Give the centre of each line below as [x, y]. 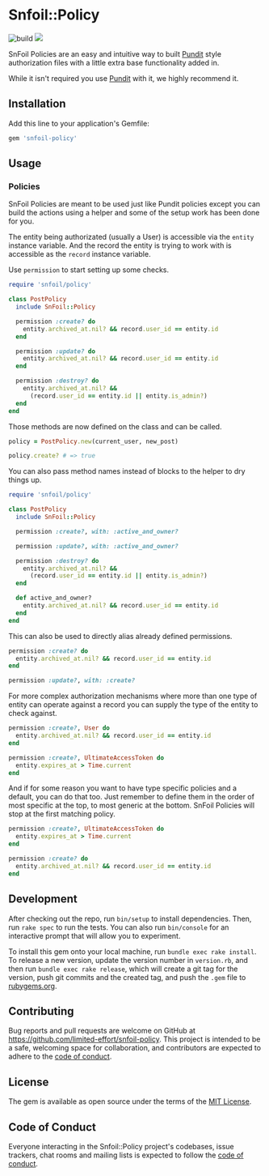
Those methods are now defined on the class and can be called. [115, 426]
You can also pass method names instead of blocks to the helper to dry [127, 471]
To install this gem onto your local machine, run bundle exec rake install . [132, 951]
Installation [37, 104]
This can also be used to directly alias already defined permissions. [120, 636]
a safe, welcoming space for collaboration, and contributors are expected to [134, 1048]
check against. [33, 714]
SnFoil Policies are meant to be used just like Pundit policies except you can [134, 204]
